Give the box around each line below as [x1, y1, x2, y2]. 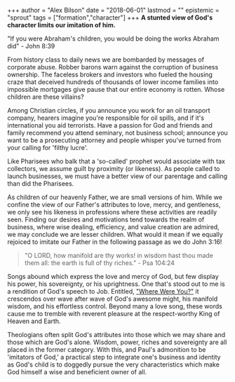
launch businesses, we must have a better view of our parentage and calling [7, 172, 228, 180]
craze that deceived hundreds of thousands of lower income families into [7, 78, 219, 86]
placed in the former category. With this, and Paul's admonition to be [7, 346, 206, 353]
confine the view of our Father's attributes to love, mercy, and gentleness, [7, 200, 221, 209]
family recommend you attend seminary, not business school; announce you [7, 129, 228, 137]
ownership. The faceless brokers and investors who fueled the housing [7, 70, 213, 79]
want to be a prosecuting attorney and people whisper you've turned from [7, 136, 222, 144]
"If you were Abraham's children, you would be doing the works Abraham [7, 34, 220, 43]
